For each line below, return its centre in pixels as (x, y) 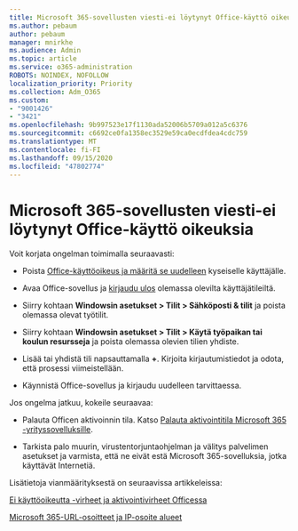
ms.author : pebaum (43, 26)
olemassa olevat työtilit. (65, 315)
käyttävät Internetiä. (59, 466)
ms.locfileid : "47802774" (57, 166)
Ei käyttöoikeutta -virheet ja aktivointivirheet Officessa (108, 500)
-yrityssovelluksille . (57, 430)
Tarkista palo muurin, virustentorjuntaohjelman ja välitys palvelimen (145, 447)
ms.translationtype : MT (53, 141)
